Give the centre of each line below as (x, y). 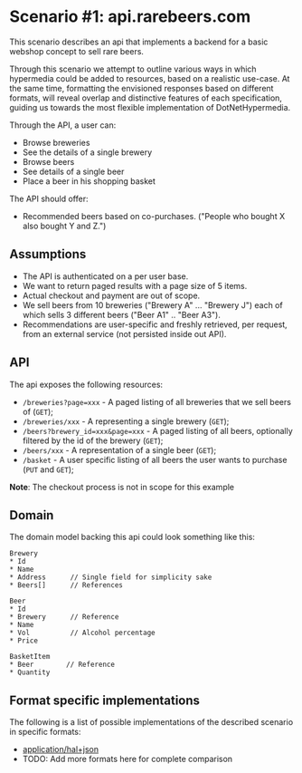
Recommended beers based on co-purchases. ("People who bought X (154, 216)
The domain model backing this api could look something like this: (132, 537)
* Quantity (30, 672)
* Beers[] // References (66, 585)
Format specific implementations (105, 700)
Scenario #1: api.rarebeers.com (130, 17)
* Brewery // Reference (64, 617)
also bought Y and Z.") (64, 226)
